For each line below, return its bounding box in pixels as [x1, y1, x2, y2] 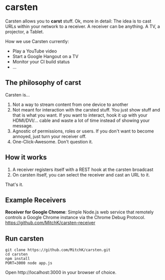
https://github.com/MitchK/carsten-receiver [5, 219, 95, 226]
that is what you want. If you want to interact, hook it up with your [12, 112, 147, 118]
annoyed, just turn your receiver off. [12, 133, 86, 139]
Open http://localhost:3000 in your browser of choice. [5, 269, 116, 275]
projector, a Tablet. [5, 28, 44, 34]
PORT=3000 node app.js [5, 260, 52, 266]
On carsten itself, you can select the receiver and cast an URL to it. [12, 171, 150, 177]
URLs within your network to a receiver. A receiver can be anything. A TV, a [5, 23, 160, 29]
